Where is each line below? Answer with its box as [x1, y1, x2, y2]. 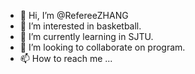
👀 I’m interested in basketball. [19, 20, 142, 32]
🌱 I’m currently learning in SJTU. [19, 31, 154, 42]
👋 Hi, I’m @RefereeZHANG [19, 10, 129, 21]
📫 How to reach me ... [19, 53, 113, 64]
